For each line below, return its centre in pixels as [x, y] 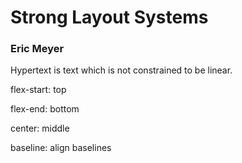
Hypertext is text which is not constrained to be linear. [121, 70]
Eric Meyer [37, 49]
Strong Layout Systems [109, 17]
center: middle [40, 128]
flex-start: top [38, 90]
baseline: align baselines [61, 148]
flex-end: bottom [45, 109]
